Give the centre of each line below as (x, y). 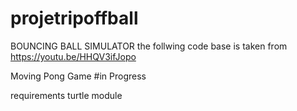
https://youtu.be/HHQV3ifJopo (73, 56)
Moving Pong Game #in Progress (78, 76)
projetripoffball (74, 18)
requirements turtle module (66, 95)
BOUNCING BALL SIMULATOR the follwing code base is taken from (149, 46)
